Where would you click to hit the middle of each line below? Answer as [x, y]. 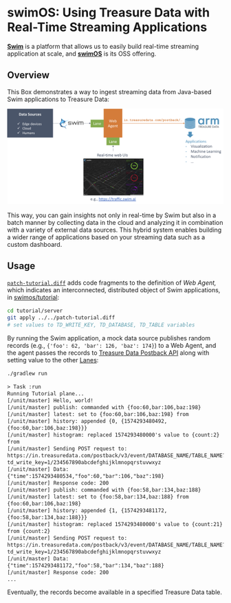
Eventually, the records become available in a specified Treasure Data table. [114, 592]
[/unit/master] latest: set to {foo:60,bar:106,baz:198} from [98, 415]
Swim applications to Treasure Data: [58, 99]
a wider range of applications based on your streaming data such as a [106, 237]
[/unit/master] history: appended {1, [63, 511]
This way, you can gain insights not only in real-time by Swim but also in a [112, 215]
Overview [29, 75]
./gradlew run [27, 374]
